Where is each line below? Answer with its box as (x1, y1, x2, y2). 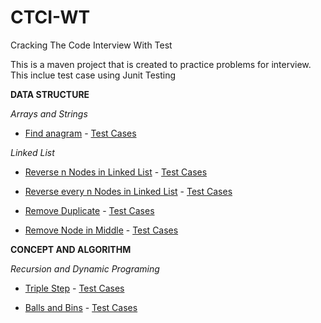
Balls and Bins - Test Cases (24, 301, 138, 313)
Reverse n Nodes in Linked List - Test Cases (24, 166, 208, 178)
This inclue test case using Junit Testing (10, 69, 177, 81)
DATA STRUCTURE (10, 88, 90, 100)
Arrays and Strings (10, 107, 88, 120)
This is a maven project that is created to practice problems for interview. (10, 58, 312, 70)
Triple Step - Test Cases (24, 282, 125, 294)
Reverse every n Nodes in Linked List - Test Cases (24, 185, 233, 197)
